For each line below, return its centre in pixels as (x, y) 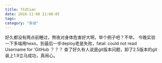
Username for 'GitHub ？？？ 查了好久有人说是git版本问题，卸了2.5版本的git (81, 49)
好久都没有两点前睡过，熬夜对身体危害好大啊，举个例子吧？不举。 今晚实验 (80, 37)
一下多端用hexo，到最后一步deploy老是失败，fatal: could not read (71, 44)
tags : (10, 18)
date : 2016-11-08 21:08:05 (32, 14)
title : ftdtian (20, 9)
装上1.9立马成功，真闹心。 (31, 56)
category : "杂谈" (22, 23)
